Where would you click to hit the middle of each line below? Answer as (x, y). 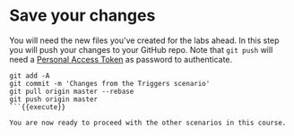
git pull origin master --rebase (72, 91)
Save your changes (82, 16)
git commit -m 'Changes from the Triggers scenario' (110, 83)
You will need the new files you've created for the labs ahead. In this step (144, 40)
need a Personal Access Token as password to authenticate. (121, 59)
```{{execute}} (38, 107)
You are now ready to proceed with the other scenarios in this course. (148, 123)
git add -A (30, 76)
